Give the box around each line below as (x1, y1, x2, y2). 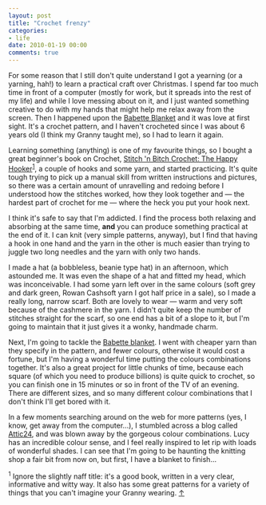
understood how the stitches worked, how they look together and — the (8, 189, 245, 199)
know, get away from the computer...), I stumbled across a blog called (8, 420, 238, 430)
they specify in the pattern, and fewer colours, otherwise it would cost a (8, 345, 245, 355)
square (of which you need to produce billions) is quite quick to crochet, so (8, 371, 256, 381)
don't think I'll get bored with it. (8, 397, 111, 406)
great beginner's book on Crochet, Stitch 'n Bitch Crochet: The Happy (8, 154, 238, 164)
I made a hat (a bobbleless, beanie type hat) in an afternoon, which (8, 262, 229, 272)
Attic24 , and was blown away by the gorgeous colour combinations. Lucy (8, 428, 250, 439)
